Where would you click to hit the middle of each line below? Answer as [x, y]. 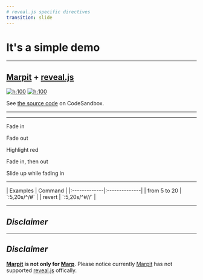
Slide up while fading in [35, 174]
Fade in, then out [27, 161]
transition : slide [29, 18]
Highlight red [22, 150]
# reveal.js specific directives [48, 12]
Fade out [17, 138]
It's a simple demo [53, 47]
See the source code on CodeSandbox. [55, 103]
